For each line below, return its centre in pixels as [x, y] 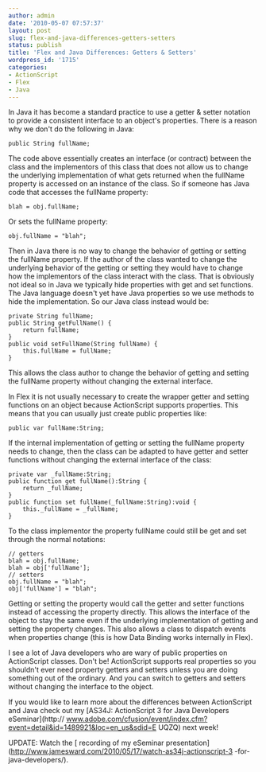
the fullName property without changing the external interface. [110, 381]
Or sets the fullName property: [58, 222]
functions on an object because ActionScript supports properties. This [123, 405]
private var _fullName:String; [60, 474]
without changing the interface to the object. [81, 687]
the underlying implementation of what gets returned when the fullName [126, 175]
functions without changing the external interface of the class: [110, 460]
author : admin [32, 16]
